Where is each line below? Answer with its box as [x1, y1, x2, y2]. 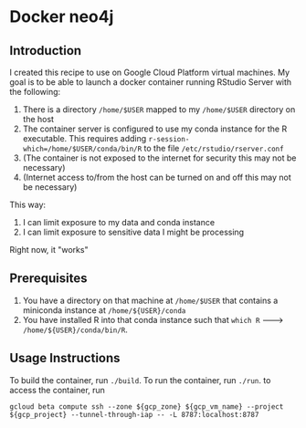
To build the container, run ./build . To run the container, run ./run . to [9, 374, 271, 385]
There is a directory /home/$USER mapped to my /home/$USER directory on [22, 104, 296, 115]
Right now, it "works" [9, 245, 89, 255]
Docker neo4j [9, 6, 114, 27]
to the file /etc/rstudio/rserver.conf [143, 143, 285, 153]
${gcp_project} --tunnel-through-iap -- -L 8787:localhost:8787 [9, 410, 259, 419]
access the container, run [9, 384, 105, 395]
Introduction [9, 43, 82, 58]
